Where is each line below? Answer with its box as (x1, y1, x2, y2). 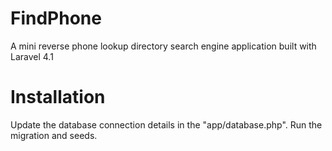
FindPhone (10, 7, 102, 30)
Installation (10, 86, 106, 109)
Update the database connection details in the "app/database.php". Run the (10, 118, 323, 131)
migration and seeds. (10, 129, 98, 141)
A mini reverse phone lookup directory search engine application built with (10, 40, 317, 52)
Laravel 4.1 (10, 50, 54, 62)
